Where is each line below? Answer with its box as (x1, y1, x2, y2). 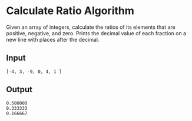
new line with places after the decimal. (6, 36, 100, 43)
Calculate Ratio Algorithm (6, 4, 134, 18)
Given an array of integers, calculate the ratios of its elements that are (6, 23, 176, 31)
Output (6, 85, 32, 95)
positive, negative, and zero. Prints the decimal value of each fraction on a (6, 29, 187, 36)
